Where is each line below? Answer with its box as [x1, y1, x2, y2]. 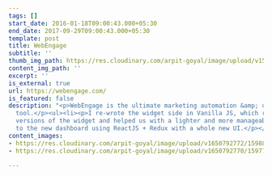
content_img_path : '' [8, 65, 82, 73]
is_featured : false [8, 94, 74, 102]
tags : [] [8, 11, 38, 20]
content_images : [8, 131, 63, 140]
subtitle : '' [8, 49, 53, 57]
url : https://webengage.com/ [8, 86, 107, 95]
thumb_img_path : [8, 57, 63, 65]
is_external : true [8, 79, 70, 87]
